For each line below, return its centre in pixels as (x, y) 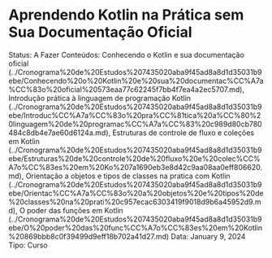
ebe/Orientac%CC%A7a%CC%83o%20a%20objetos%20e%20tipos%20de (136, 193)
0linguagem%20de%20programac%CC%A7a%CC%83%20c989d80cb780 (135, 124)
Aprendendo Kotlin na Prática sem (126, 15)
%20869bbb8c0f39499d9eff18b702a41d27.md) (89, 236)
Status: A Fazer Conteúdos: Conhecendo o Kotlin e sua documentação (127, 55)
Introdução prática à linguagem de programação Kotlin (100, 98)
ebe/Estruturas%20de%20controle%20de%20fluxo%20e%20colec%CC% (135, 158)
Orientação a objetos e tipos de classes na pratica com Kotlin (128, 176)
